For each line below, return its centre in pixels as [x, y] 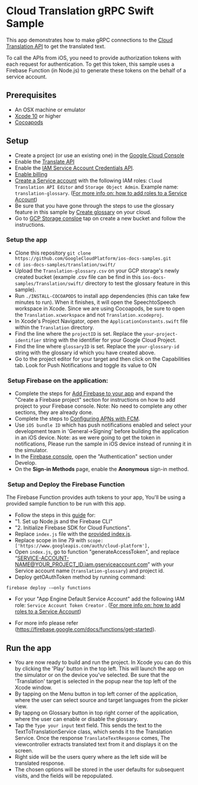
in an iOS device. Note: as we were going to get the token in [87, 438]
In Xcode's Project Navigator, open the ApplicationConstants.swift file [101, 321]
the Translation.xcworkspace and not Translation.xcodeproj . [89, 314]
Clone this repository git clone [53, 253]
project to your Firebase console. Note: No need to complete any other [101, 406]
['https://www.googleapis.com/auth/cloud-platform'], [82, 546]
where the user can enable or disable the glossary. [77, 719]
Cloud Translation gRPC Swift [80, 11]
